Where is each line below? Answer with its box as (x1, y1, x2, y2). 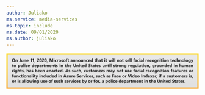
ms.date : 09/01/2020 (6, 29, 59, 35)
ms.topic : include (6, 23, 53, 29)
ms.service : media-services (6, 16, 78, 23)
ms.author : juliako (6, 35, 56, 42)
